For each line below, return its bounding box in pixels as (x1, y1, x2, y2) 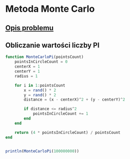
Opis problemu (5, 24, 54, 32)
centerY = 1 (14, 69, 40, 74)
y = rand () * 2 (24, 92, 57, 97)
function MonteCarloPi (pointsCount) (5, 54, 84, 59)
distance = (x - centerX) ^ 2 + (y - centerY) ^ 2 (24, 97, 125, 103)
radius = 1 (14, 73, 38, 78)
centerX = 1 (14, 64, 40, 69)
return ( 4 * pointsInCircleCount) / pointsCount (14, 130, 121, 135)
